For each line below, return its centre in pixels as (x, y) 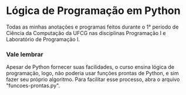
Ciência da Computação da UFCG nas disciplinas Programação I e (86, 33)
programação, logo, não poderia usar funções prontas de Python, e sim (92, 73)
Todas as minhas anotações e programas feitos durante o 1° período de (92, 27)
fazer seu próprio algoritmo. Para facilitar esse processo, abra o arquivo (93, 79)
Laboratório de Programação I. (43, 39)
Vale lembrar (25, 54)
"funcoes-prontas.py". (33, 86)
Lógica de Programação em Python (93, 11)
